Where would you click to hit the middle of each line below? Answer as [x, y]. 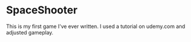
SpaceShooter [42, 10]
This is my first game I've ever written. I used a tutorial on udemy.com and [96, 26]
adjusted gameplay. [30, 32]
